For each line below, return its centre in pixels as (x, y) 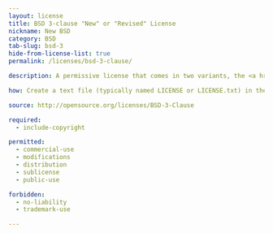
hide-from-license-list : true (60, 54)
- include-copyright (50, 127)
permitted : (27, 142)
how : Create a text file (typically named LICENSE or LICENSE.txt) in (130, 90)
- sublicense (38, 172)
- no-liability (41, 202)
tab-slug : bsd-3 (36, 46)
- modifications (43, 157)
